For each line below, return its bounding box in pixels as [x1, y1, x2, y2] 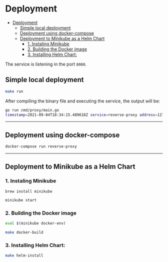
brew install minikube [5, 188, 52, 194]
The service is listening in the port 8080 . [5, 61, 86, 67]
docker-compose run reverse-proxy [5, 144, 77, 149]
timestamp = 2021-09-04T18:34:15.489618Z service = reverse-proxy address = [5, 112, 157, 117]
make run [5, 88, 23, 94]
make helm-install [5, 253, 43, 258]
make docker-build [5, 229, 43, 235]
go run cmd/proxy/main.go [5, 107, 59, 112]
